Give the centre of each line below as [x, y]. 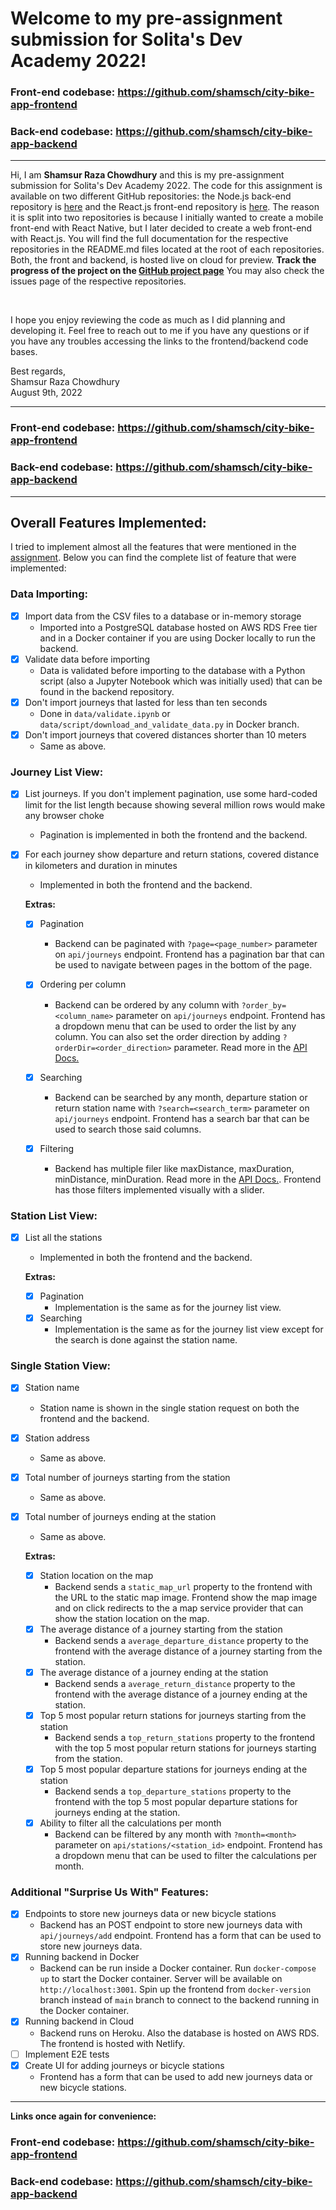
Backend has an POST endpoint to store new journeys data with [171, 1925]
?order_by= [264, 1005]
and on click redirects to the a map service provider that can [179, 1608]
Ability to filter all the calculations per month [130, 1823]
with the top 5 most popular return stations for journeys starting [185, 1748]
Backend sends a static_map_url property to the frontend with [183, 1586]
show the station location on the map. [132, 1618]
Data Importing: [49, 594]
